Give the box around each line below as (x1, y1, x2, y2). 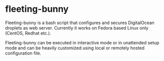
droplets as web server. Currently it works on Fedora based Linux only (5, 25, 149, 30)
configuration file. (5, 50, 41, 56)
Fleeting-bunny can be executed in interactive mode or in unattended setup (5, 39, 160, 45)
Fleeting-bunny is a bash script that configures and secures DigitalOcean (5, 20, 155, 26)
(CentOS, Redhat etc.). (5, 30, 51, 36)
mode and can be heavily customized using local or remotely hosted (5, 45, 145, 51)
